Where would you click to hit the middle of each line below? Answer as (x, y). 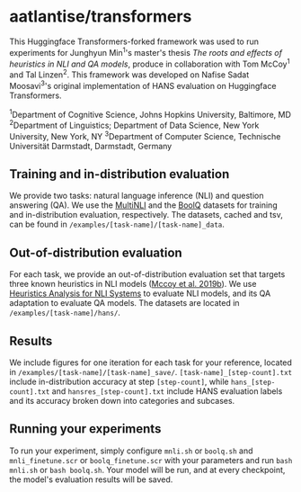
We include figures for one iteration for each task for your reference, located (150, 362)
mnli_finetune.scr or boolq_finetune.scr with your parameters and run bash (151, 460)
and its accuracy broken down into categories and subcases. (122, 400)
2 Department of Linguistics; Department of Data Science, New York (134, 125)
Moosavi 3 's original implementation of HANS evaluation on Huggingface (143, 85)
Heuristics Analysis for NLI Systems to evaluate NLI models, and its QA (140, 293)
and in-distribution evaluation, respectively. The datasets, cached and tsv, (146, 215)
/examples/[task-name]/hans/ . (65, 313)
